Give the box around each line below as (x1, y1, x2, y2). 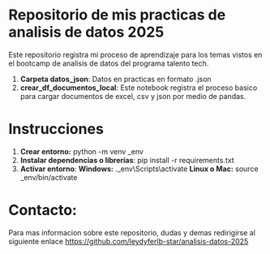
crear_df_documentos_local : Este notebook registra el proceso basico (19, 83, 258, 93)
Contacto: (8, 201, 77, 220)
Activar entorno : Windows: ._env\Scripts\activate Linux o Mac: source (19, 164, 259, 174)
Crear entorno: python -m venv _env (19, 146, 144, 156)
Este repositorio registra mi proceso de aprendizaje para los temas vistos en (8, 50, 263, 59)
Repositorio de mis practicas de (8, 6, 226, 24)
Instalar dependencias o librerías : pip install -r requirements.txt (19, 155, 234, 165)
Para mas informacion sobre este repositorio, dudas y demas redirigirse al (8, 227, 255, 237)
